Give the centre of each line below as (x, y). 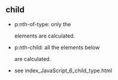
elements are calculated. (45, 36)
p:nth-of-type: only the (43, 24)
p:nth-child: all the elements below (57, 47)
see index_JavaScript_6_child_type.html (63, 70)
